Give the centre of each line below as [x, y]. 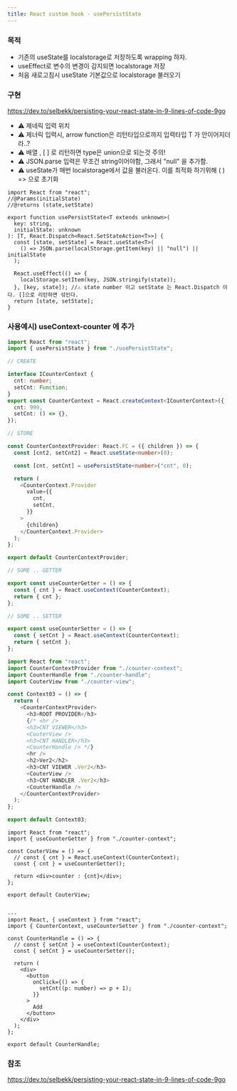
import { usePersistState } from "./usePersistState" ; [90, 349]
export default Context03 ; [47, 820]
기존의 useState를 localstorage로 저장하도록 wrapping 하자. [102, 57]
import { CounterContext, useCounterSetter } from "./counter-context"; [117, 926]
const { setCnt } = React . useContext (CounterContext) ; [97, 636]
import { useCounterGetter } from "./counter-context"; [92, 839]
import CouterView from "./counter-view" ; [71, 682]
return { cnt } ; [38, 596]
